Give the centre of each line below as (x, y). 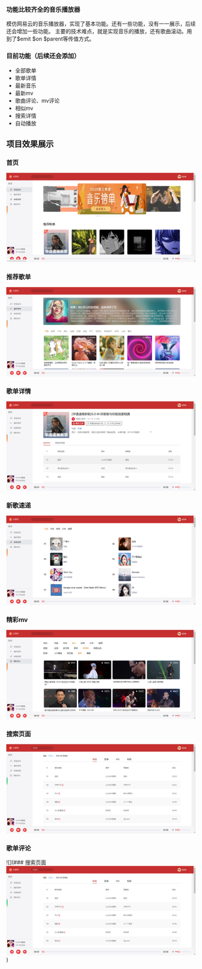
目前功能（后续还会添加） (43, 56)
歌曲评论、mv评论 (37, 100)
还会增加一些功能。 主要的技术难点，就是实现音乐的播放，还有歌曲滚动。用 (99, 31)
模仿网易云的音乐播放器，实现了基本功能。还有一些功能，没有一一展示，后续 (101, 24)
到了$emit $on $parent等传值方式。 (50, 39)
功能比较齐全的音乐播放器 (43, 9)
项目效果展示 (30, 144)
